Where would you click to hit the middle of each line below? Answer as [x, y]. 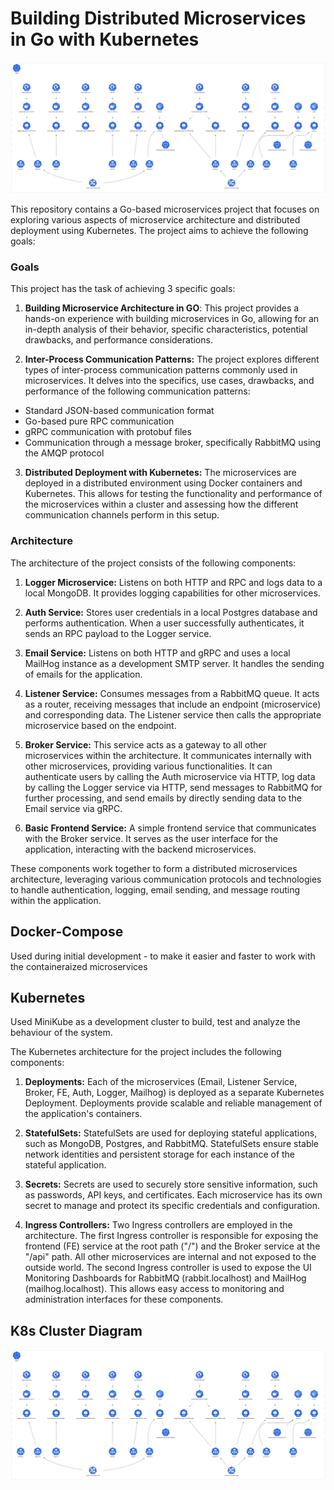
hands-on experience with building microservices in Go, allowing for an [172, 319]
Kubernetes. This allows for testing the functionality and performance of [173, 494]
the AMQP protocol [64, 453]
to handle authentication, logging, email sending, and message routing [155, 889]
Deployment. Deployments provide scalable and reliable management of [173, 1103]
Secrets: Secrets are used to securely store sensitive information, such [171, 1184]
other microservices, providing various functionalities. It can [148, 766]
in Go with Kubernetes [105, 39]
